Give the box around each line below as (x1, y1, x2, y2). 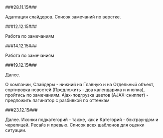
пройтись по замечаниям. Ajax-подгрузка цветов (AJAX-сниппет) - (5, 92, 149, 98)
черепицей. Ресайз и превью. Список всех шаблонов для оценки (5, 122, 145, 128)
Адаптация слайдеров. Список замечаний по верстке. (5, 14, 121, 19)
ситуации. (5, 127, 26, 133)
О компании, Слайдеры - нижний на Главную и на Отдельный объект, (5, 82, 155, 87)
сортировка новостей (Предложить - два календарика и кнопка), (5, 87, 145, 93)
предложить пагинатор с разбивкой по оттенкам (5, 97, 110, 103)
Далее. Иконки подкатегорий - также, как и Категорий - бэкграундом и (5, 117, 159, 123)
